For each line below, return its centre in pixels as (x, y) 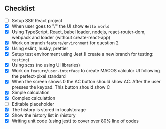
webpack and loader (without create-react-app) (61, 37)
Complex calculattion (34, 98)
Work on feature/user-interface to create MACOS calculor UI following (86, 71)
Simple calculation (31, 93)
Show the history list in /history (44, 115)
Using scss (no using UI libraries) (46, 65)
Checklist (20, 8)
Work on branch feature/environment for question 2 (65, 43)
